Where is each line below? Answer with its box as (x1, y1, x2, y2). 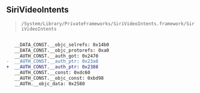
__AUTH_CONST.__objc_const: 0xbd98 (14, 75, 104, 82)
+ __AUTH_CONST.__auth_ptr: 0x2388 (6, 64, 98, 70)
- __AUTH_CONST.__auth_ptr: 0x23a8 (6, 58, 98, 65)
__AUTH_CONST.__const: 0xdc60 (14, 70, 91, 76)
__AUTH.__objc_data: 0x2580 (14, 80, 85, 86)
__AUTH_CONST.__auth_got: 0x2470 (14, 53, 98, 59)
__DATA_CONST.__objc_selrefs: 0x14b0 (14, 41, 110, 47)
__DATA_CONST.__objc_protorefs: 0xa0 (14, 47, 110, 53)
